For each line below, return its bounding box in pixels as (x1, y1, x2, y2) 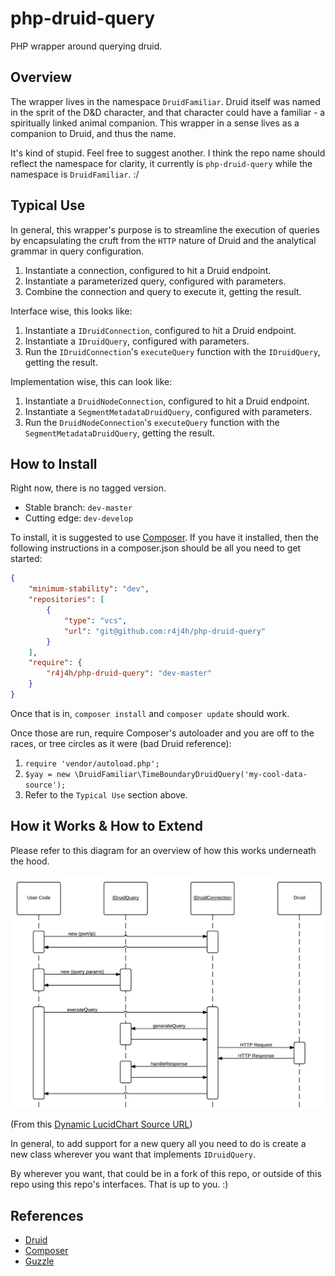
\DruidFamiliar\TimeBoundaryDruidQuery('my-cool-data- (74, 769, 308, 779)
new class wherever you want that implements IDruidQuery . (10, 1148, 256, 1161)
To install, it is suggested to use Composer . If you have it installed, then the (10, 532, 319, 544)
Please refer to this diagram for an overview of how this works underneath (10, 844, 317, 856)
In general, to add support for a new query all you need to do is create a (10, 1138, 307, 1150)
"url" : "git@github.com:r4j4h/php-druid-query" (63, 626, 267, 636)
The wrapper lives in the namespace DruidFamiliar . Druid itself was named (10, 95, 321, 107)
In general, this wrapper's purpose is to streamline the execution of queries (10, 223, 320, 236)
